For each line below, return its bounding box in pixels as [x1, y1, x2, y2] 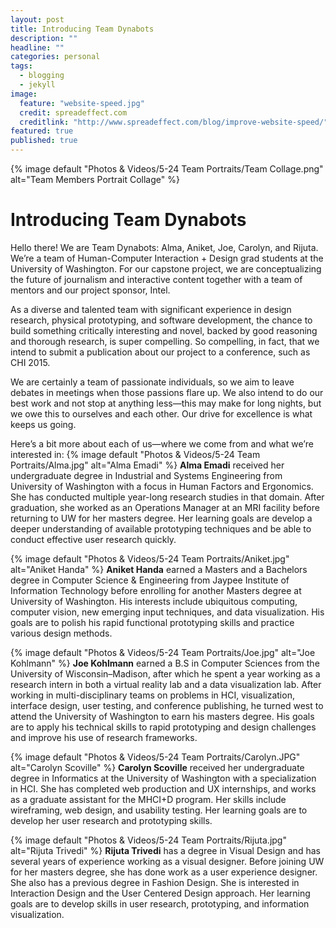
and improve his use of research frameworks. [10, 731, 198, 743]
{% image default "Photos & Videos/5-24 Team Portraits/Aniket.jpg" [10, 552, 290, 565]
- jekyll [19, 80, 56, 90]
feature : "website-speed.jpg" [19, 98, 145, 108]
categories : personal [10, 52, 101, 62]
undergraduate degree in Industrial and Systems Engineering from [10, 469, 283, 481]
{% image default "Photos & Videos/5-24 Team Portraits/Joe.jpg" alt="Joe [10, 646, 316, 658]
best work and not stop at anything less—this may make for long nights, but [10, 397, 322, 409]
